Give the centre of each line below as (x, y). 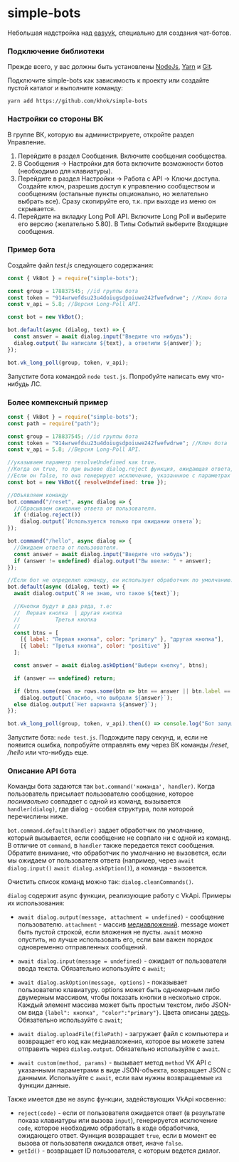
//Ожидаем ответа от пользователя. (67, 548)
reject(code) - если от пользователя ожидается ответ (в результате (121, 1113)
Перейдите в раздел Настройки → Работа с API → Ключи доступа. (119, 178)
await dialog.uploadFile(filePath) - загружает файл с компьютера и (123, 1034)
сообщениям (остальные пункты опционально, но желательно (113, 193)
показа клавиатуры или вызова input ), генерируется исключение (118, 1121)
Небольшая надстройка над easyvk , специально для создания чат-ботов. (119, 33)
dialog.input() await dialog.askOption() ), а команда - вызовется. (107, 868)
